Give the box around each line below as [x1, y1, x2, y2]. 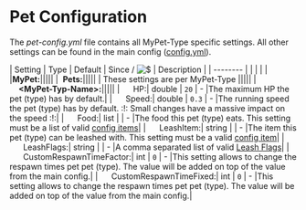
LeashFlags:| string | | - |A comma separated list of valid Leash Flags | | [22, 142, 290, 152]
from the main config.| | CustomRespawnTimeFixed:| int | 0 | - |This [9, 171, 274, 182]
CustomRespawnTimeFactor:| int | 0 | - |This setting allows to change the [22, 151, 297, 162]
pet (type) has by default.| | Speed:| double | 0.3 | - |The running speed [9, 93, 290, 104]
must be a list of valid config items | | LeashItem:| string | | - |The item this [9, 121, 297, 133]
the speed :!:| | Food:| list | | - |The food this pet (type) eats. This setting [9, 112, 291, 123]
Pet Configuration [9, 6, 148, 27]
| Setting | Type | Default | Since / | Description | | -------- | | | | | [9, 64, 268, 75]
